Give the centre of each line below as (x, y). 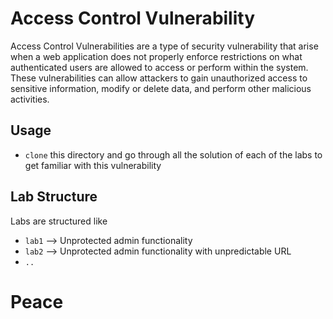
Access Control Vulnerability (133, 18)
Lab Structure (54, 197)
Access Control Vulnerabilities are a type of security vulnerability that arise (164, 46)
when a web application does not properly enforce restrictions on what (156, 56)
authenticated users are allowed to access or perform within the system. (159, 67)
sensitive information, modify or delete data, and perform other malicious (161, 88)
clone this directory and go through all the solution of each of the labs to (173, 154)
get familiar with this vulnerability (93, 165)
